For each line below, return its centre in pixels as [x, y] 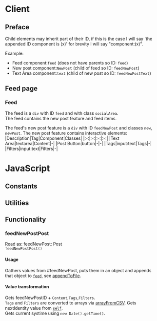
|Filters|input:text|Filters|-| [31, 149]
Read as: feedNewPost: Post [34, 244]
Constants [21, 186]
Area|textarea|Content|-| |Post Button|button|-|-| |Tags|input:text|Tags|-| [78, 143]
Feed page [21, 89]
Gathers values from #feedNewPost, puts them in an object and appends [78, 270]
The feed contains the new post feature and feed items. [61, 118]
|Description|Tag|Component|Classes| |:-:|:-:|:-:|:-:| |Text [62, 138]
